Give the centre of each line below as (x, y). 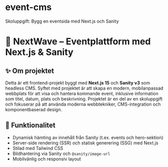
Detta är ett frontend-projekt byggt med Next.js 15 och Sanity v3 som (78, 82)
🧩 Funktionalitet (30, 126)
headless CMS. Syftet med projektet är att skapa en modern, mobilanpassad (84, 88)
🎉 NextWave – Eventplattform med (78, 41)
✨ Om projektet (30, 71)
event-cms (28, 7)
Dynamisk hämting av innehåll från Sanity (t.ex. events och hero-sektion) (88, 137)
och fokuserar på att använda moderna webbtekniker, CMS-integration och (83, 104)
